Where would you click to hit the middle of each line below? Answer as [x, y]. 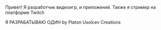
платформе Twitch [25, 12]
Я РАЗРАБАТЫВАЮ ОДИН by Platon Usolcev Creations [63, 22]
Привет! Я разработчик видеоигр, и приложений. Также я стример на [81, 7]
